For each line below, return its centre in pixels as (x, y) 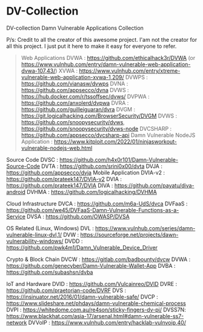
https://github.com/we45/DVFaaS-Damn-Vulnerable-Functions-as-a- (93, 210)
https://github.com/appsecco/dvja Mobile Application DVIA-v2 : (86, 172)
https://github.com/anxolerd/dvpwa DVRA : (75, 103)
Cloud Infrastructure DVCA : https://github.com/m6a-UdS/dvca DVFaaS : (97, 204)
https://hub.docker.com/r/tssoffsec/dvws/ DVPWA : (85, 96)
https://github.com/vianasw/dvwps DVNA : (75, 84)
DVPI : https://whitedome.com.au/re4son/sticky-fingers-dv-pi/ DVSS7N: (96, 310)
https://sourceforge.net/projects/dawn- (129, 234)
